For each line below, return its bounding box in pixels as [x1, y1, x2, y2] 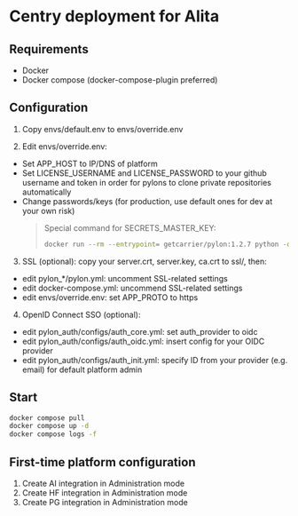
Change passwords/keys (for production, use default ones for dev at [21, 195, 273, 206]
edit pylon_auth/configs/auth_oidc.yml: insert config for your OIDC [21, 336, 265, 346]
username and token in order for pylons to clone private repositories [21, 177, 272, 187]
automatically [21, 187, 72, 197]
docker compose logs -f [9, 430, 98, 439]
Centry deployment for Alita [9, 6, 220, 27]
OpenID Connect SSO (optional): [21, 309, 141, 320]
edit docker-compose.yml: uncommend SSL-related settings [21, 282, 243, 293]
